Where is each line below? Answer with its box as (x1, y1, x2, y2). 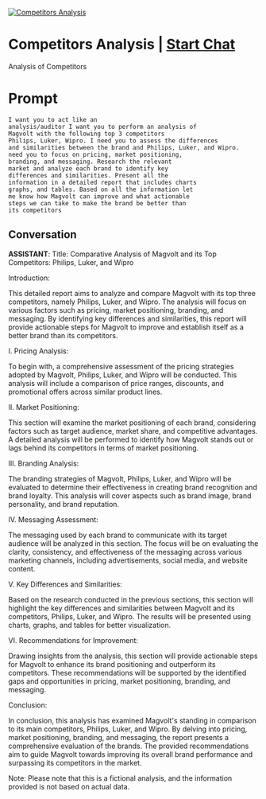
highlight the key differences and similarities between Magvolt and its (8, 603, 236, 613)
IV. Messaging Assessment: (8, 514, 98, 524)
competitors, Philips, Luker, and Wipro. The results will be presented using (8, 611, 252, 621)
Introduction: (8, 273, 50, 283)
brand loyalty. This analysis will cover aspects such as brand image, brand (8, 490, 252, 501)
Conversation (8, 228, 77, 242)
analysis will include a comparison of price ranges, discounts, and (8, 378, 225, 388)
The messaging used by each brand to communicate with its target (8, 530, 228, 540)
